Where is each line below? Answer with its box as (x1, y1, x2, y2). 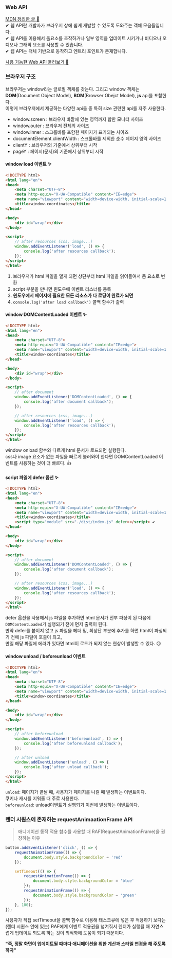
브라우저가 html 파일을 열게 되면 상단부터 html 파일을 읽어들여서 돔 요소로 (12, 273, 160, 279)
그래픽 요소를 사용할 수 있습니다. (18, 42, 84, 48)
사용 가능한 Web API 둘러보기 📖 (5, 59, 69, 65)
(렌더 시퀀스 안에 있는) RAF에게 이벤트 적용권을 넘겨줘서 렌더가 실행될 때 (5, 924, 150, 930)
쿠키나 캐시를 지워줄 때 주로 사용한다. (5, 795, 80, 801)
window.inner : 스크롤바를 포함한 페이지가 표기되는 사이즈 (12, 129, 129, 135)
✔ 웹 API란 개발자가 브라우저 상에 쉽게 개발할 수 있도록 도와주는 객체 (5, 22, 142, 29)
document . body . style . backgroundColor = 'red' (24, 855, 123, 860)
